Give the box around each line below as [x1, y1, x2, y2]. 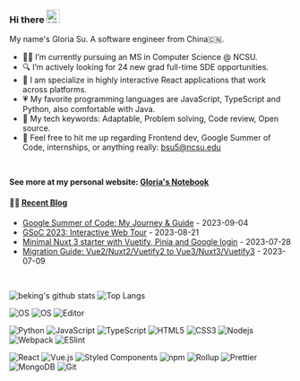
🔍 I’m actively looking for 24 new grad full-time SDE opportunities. [21, 62, 269, 73]
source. [21, 123, 51, 134]
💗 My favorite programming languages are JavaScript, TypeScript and [21, 94, 281, 105]
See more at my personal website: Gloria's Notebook [9, 177, 210, 187]
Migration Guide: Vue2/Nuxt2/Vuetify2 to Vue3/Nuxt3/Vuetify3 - [21, 246, 261, 256]
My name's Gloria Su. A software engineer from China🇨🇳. [9, 34, 225, 45]
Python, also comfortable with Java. [21, 104, 156, 115]
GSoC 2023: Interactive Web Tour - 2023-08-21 [21, 227, 200, 238]
